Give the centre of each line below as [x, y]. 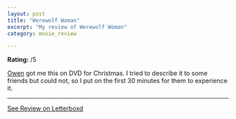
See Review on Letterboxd [45, 108]
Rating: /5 [22, 60]
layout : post [26, 14]
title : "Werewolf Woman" [44, 20]
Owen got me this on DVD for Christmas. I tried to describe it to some [107, 73]
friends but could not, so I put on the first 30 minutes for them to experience [118, 81]
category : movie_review [42, 33]
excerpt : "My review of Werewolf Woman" [67, 27]
